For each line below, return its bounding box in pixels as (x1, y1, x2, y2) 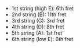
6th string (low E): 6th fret (11, 36, 74, 42)
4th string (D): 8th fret (11, 23, 64, 30)
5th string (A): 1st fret (11, 29, 63, 36)
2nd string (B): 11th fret (11, 11, 67, 18)
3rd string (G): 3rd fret (11, 17, 65, 24)
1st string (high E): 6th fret (11, 5, 74, 12)
